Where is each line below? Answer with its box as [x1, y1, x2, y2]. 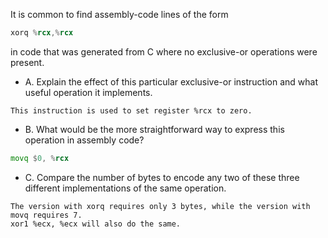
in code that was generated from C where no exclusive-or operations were [10, 45, 318, 58]
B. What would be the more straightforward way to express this [24, 123, 285, 135]
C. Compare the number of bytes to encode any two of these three [24, 171, 300, 183]
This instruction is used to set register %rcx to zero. [10, 105, 253, 116]
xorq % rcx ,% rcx [10, 28, 74, 38]
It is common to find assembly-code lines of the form [10, 9, 229, 20]
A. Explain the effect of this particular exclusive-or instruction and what [24, 75, 318, 88]
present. [10, 56, 45, 68]
